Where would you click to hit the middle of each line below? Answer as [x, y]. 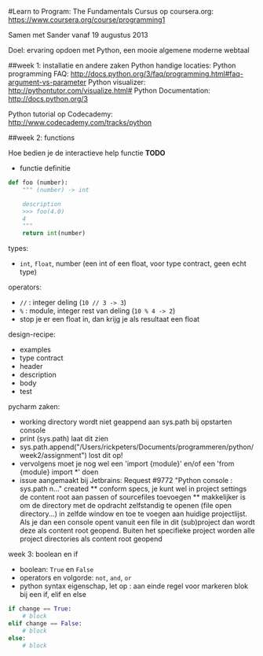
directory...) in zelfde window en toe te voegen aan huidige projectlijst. [133, 514]
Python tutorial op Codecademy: [61, 114]
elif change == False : [45, 623]
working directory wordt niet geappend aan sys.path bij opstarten [126, 422]
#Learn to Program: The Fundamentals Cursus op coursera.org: [111, 11]
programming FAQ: [38, 74]
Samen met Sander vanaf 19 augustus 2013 [78, 35]
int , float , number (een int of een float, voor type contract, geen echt [133, 264]
